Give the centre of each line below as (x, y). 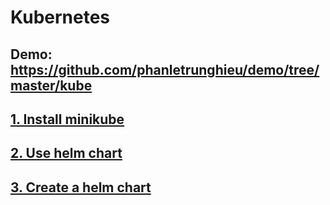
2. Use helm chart (66, 153)
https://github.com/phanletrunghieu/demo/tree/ (165, 69)
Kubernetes (60, 17)
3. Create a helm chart (81, 187)
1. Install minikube (67, 119)
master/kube (51, 85)
